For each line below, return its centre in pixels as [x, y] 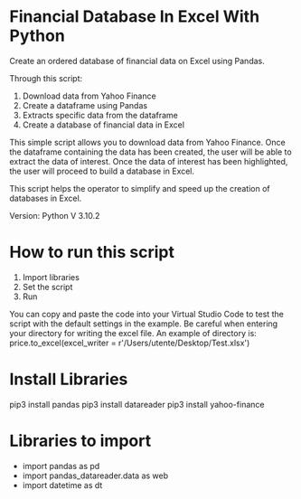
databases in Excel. [46, 198]
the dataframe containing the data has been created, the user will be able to [150, 152]
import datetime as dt [62, 485]
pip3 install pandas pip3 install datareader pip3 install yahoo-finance [137, 404]
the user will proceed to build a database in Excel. [102, 171]
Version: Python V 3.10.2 [55, 215]
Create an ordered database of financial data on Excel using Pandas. [137, 61]
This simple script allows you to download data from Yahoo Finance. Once [148, 142]
